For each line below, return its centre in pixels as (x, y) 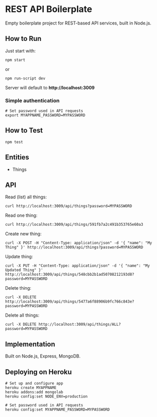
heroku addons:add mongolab (34, 392)
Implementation (30, 344)
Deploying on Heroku (39, 372)
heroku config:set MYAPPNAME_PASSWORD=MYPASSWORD (58, 410)
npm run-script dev (25, 78)
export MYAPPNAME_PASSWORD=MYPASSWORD (45, 115)
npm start (15, 60)
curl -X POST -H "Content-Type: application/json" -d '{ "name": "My (79, 243)
